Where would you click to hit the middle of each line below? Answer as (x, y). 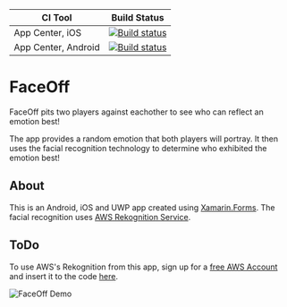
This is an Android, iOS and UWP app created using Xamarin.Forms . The (142, 207)
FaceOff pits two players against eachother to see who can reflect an (136, 112)
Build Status (138, 17)
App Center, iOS (48, 33)
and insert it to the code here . (64, 276)
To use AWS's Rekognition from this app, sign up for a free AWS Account (143, 267)
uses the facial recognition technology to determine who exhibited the (138, 148)
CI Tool (57, 17)
